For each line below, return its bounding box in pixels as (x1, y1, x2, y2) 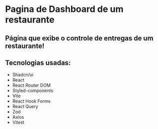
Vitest (12, 120, 25, 126)
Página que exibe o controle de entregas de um (5, 34, 154, 42)
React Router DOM (12, 82, 51, 88)
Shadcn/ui (12, 72, 34, 78)
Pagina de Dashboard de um (5, 3, 124, 15)
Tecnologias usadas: (5, 58, 71, 67)
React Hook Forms (12, 98, 51, 104)
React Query (12, 104, 38, 110)
